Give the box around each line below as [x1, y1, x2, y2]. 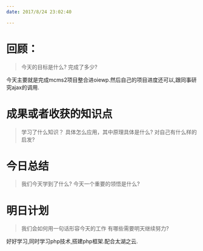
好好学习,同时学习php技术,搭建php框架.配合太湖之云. [6, 238, 138, 245]
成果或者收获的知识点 [6, 107, 113, 121]
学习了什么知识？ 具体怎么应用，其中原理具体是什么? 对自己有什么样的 [21, 128, 197, 135]
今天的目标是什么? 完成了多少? [21, 63, 98, 70]
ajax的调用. [11, 83, 39, 91]
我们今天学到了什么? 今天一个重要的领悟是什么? [21, 180, 141, 187]
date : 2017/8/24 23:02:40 [6, 8, 72, 15]
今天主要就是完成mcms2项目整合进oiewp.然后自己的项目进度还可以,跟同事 [6, 76, 192, 83]
